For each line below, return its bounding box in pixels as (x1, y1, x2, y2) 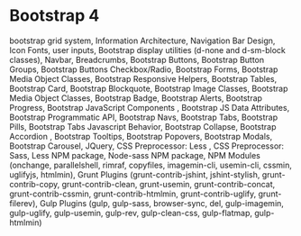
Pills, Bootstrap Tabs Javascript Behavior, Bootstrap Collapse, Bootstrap (9, 121, 277, 132)
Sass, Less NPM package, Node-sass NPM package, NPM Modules (9, 150, 261, 160)
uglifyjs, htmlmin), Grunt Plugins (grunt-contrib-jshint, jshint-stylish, (9, 168, 260, 180)
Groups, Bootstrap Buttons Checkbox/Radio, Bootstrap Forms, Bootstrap (9, 64, 278, 75)
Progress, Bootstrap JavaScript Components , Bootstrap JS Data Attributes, (9, 102, 290, 113)
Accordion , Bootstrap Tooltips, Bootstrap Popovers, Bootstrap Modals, (9, 131, 273, 141)
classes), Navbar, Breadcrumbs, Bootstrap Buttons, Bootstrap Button (9, 54, 265, 65)
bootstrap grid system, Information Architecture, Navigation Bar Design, (9, 35, 276, 46)
